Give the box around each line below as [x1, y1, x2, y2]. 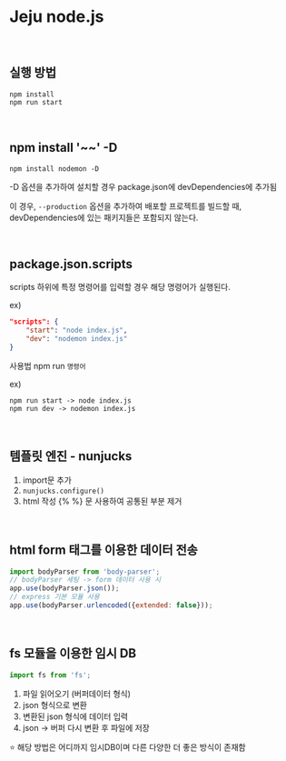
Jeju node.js [9, 6, 104, 27]
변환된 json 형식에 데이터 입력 [22, 711, 129, 722]
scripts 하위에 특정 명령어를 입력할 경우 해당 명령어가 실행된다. [9, 282, 232, 293]
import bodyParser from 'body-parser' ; [9, 566, 161, 576]
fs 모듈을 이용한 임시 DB [9, 646, 137, 661]
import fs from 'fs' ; [9, 670, 92, 679]
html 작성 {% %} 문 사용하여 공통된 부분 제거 [22, 496, 182, 506]
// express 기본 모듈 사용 [9, 593, 100, 602]
